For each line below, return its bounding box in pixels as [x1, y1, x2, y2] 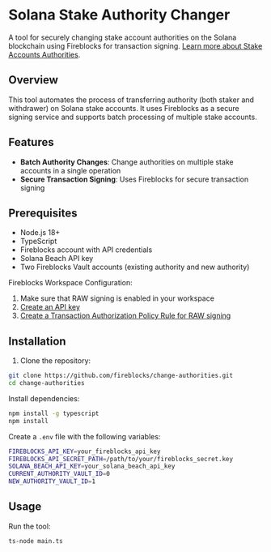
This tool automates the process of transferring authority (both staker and [8, 95, 255, 105]
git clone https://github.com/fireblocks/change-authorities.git [8, 371, 233, 380]
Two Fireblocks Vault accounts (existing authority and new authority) [19, 262, 250, 272]
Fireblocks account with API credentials [19, 245, 153, 255]
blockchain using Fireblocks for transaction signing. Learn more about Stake [8, 41, 263, 50]
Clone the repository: [19, 356, 91, 366]
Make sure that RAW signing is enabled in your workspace [19, 293, 214, 303]
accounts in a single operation [19, 165, 121, 175]
